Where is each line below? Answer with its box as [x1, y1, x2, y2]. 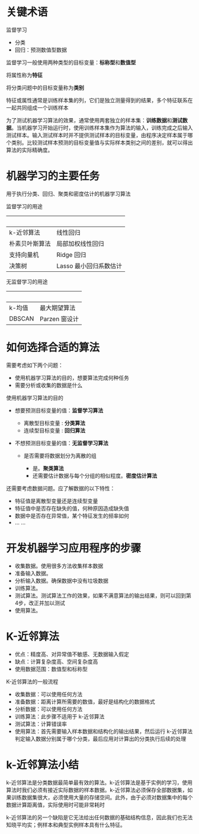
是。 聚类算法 [32, 464, 64, 472]
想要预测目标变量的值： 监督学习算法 [14, 407, 104, 414]
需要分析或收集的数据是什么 [14, 381, 83, 389]
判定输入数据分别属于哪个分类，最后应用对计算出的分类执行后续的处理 [14, 735, 187, 742]
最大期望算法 [39, 303, 76, 312]
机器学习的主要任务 [6, 170, 100, 183]
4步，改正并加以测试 [14, 599, 65, 606]
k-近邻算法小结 [6, 758, 79, 772]
